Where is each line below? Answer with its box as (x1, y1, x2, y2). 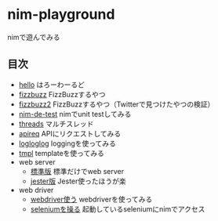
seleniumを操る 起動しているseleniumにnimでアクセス (30, 204, 205, 213)
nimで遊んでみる (7, 32, 60, 42)
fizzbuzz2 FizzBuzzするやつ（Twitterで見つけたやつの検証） (18, 100, 215, 109)
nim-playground (7, 5, 115, 24)
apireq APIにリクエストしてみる (18, 129, 122, 138)
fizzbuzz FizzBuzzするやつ (18, 89, 107, 99)
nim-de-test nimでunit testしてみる (18, 109, 132, 118)
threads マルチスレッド (18, 119, 94, 129)
